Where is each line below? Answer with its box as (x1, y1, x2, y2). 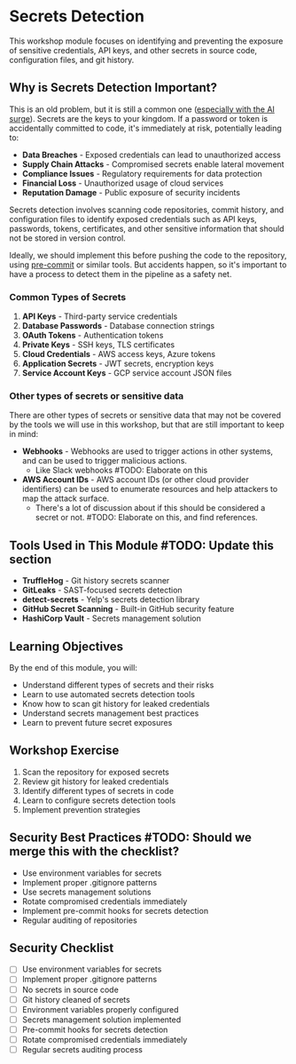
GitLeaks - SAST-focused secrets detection (21, 584, 183, 596)
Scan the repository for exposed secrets (21, 766, 170, 777)
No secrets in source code (21, 984, 120, 995)
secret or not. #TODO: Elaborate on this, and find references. (35, 512, 259, 523)
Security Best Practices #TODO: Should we (9, 830, 253, 846)
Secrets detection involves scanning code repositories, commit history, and (9, 204, 284, 215)
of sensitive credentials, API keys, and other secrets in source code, (9, 44, 258, 55)
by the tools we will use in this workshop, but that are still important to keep (9, 419, 285, 430)
